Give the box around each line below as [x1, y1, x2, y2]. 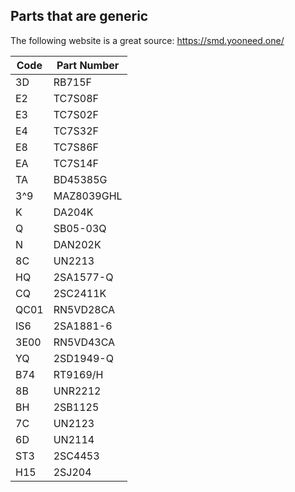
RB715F [53, 75, 93, 89]
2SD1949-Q [53, 351, 114, 365]
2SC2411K [53, 286, 107, 300]
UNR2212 [53, 384, 102, 398]
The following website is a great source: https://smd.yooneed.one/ [10, 34, 285, 46]
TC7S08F [53, 91, 100, 105]
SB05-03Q [53, 221, 107, 235]
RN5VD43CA [53, 335, 116, 349]
